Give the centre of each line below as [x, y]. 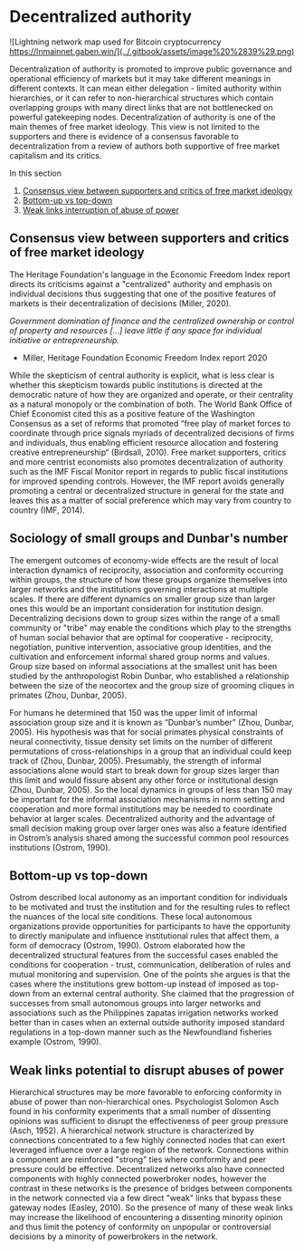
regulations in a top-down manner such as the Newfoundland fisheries [141, 1032]
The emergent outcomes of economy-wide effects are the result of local [144, 560]
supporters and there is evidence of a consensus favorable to [124, 136]
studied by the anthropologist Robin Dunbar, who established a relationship [149, 676]
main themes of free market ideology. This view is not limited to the [135, 126]
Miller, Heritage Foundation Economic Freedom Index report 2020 [145, 357]
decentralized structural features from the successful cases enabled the [144, 955]
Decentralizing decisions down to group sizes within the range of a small [145, 618]
